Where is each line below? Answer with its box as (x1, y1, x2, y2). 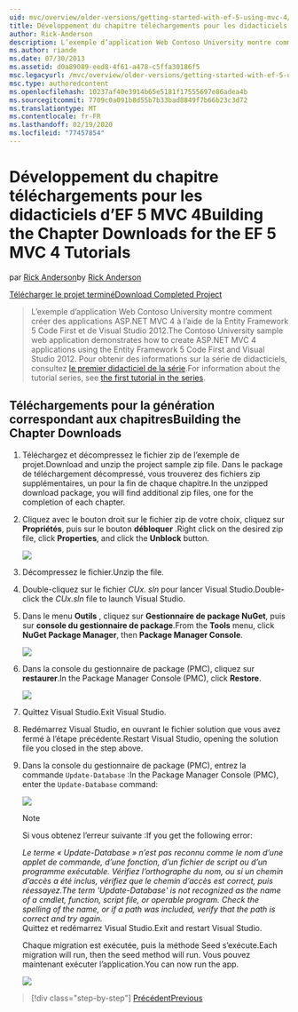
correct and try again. (21, 912, 104, 924)
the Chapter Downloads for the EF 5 (9, 224, 277, 244)
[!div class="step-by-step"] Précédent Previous (30, 992, 203, 1003)
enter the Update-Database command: (21, 778, 159, 789)
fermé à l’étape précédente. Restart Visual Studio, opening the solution (21, 733, 279, 744)
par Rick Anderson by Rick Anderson (9, 272, 142, 283)
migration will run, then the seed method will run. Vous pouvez (21, 949, 251, 960)
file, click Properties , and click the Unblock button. (21, 532, 210, 543)
